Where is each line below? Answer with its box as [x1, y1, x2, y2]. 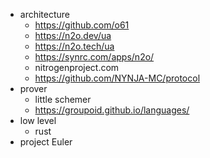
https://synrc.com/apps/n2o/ [34, 51, 155, 63]
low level [19, 115, 57, 126]
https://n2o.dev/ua [34, 30, 112, 41]
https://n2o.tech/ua [34, 40, 115, 52]
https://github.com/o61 [34, 19, 130, 31]
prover [19, 83, 48, 94]
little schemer [34, 94, 92, 105]
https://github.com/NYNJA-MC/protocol [34, 72, 201, 84]
